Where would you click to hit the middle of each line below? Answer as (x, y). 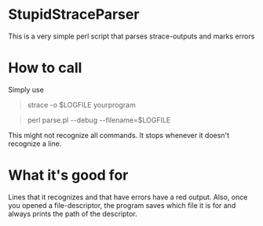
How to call (45, 68)
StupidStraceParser (74, 15)
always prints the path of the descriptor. (73, 213)
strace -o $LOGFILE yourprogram (81, 104)
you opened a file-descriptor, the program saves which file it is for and (122, 205)
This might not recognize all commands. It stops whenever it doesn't (119, 135)
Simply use (26, 89)
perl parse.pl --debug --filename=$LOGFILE (99, 120)
